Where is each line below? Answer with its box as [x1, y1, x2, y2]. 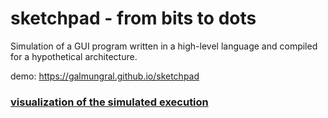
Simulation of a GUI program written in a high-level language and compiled [10, 40, 318, 52]
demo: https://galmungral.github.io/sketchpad [10, 70, 200, 82]
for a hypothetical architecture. [10, 50, 138, 62]
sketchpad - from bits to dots [10, 7, 257, 30]
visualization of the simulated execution [10, 95, 209, 109]
